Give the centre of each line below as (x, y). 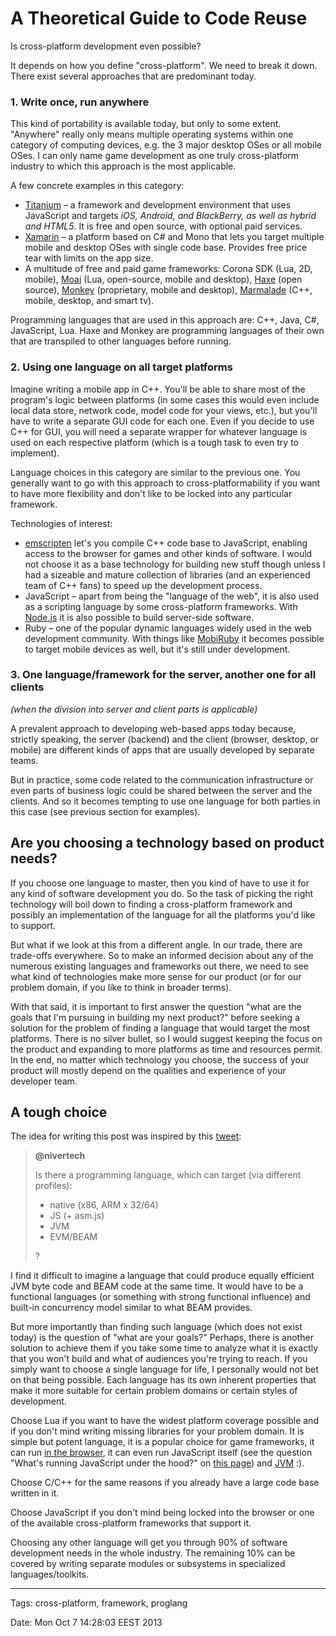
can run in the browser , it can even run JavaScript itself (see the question (161, 1453)
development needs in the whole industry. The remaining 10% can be (153, 1553)
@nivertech (60, 1156)
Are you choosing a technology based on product (167, 843)
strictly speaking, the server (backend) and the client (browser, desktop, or (165, 739)
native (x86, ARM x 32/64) (104, 1205)
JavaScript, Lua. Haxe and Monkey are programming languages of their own (167, 331)
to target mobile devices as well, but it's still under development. (157, 649)
